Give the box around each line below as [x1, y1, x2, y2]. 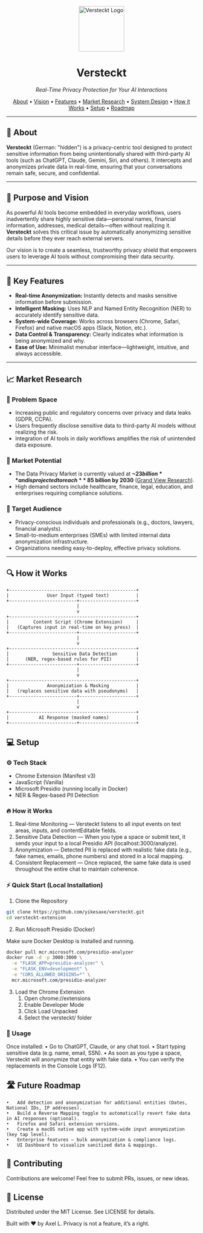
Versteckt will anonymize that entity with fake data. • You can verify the [6, 1056, 184, 1063]
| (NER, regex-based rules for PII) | [6, 656, 139, 662]
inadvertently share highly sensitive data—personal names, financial [6, 215, 176, 223]
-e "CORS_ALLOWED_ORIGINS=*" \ [11, 972, 91, 978]
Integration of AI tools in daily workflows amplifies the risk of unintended [14, 435, 196, 442]
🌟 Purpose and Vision [6, 193, 89, 203]
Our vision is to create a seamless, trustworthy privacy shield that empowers [6, 246, 197, 254]
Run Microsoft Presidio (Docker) [14, 926, 95, 933]
